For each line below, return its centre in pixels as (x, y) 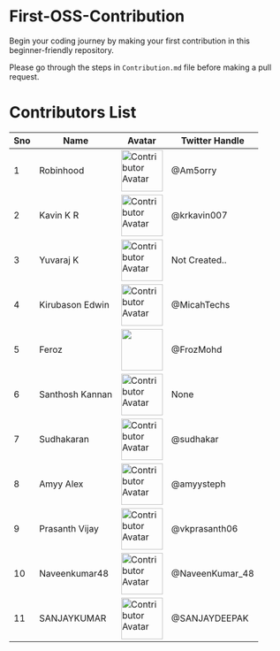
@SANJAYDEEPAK (210, 618)
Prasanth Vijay (69, 529)
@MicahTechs (201, 305)
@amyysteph (198, 484)
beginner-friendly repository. (62, 50)
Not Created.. (199, 260)
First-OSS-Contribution (97, 16)
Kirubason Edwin (75, 305)
